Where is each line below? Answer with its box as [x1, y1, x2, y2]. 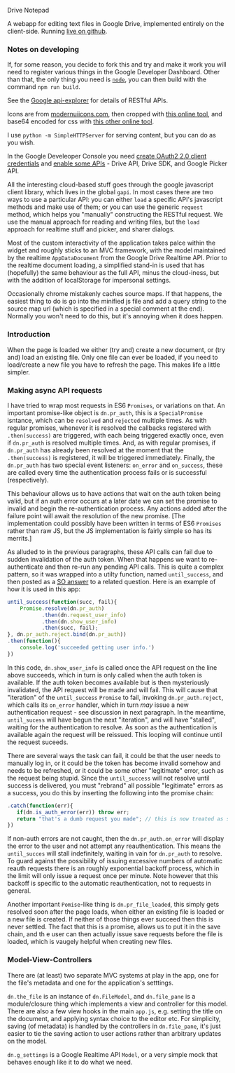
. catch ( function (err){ [7, 802, 73, 809]
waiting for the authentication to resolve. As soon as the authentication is [7, 722, 218, 731]
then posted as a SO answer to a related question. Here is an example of [7, 577, 216, 586]
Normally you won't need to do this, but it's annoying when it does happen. [7, 312, 224, 320]
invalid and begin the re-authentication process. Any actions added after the [7, 504, 227, 513]
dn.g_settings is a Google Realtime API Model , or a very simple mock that [7, 1050, 218, 1058]
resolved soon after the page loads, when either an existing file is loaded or [7, 907, 225, 916]
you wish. [7, 138, 35, 147]
